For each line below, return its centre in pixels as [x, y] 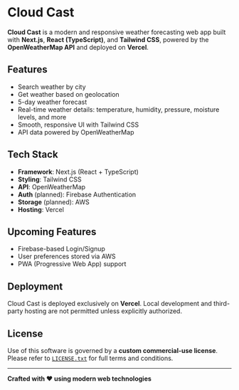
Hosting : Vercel [41, 209]
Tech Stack [33, 155]
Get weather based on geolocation [68, 94]
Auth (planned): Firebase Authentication [77, 194]
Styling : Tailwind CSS [49, 179]
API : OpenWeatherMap [52, 186]
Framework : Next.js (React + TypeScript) [78, 172]
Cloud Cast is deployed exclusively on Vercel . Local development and [110, 304]
